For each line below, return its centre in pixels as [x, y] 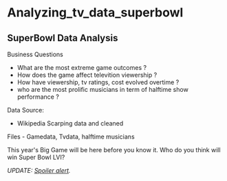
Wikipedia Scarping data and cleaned [70, 123]
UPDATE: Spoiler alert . [39, 170]
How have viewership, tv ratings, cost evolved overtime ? [98, 82]
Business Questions [35, 54]
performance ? [38, 97]
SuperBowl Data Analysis [63, 38]
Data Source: [26, 110]
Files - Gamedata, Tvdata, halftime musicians [71, 136]
